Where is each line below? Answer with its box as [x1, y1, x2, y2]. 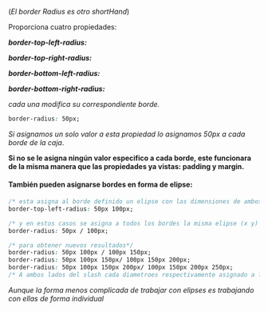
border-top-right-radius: [8, 53, 93, 62]
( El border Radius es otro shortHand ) [8, 7, 130, 16]
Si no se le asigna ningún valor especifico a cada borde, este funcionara [8, 153, 251, 163]
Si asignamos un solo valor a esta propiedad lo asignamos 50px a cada [8, 129, 246, 139]
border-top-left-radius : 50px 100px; [8, 205, 134, 213]
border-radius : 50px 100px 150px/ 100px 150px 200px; [8, 256, 191, 264]
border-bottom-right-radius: [8, 84, 105, 93]
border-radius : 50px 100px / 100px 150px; [8, 249, 152, 257]
